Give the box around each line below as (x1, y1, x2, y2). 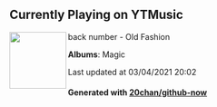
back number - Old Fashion (67, 31, 171, 42)
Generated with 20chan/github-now (67, 87, 208, 98)
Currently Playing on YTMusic (9, 7, 183, 23)
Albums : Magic (67, 49, 125, 60)
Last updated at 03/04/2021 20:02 (67, 66, 197, 77)
